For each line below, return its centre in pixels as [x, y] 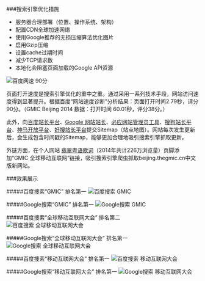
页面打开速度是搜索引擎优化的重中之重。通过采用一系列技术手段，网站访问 [100, 94]
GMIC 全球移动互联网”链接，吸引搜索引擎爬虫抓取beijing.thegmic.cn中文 [105, 158]
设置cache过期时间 [39, 53]
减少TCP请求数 [34, 60]
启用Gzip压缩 [32, 45]
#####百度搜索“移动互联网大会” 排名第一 [58, 259]
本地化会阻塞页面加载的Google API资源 [64, 68]
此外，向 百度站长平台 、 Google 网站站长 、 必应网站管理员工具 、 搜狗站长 [96, 122]
